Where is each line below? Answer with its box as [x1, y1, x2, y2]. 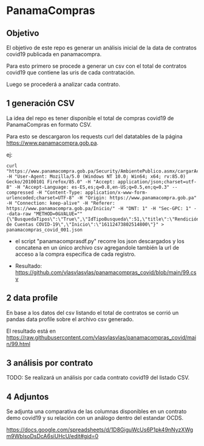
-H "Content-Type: [36, 189, 83, 196]
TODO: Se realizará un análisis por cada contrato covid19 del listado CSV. [6, 374, 190, 381]
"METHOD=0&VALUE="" [33, 211, 83, 217]
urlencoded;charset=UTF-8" [6, 194, 75, 201]
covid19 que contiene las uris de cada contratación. [6, 69, 135, 76]
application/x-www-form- [84, 189, 148, 196]
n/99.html [6, 340, 30, 347]
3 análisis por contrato [6, 358, 93, 369]
